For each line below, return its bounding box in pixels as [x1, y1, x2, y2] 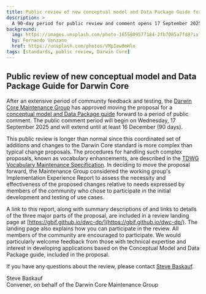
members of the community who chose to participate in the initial [6, 187, 171, 194]
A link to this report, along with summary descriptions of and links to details [6, 205, 197, 213]
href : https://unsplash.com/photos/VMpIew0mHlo [12, 43, 136, 50]
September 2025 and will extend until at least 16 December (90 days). [6, 123, 183, 130]
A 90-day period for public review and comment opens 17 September [12, 20, 188, 26]
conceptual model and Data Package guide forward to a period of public [6, 110, 189, 117]
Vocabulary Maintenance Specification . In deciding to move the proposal [6, 161, 190, 168]
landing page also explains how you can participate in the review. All [6, 224, 179, 232]
